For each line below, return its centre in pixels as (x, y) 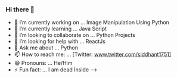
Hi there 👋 (20, 10)
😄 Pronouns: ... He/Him (43, 63)
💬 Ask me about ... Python (46, 48)
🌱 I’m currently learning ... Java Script (60, 29)
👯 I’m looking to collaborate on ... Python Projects (74, 35)
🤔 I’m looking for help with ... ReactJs (60, 42)
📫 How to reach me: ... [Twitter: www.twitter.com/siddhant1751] (92, 54)
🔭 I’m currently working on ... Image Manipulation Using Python (91, 23)
